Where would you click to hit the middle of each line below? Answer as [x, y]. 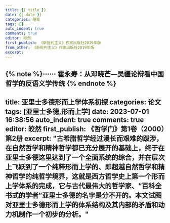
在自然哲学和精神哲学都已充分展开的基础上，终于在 [85, 148]
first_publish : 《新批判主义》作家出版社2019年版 [53, 43]
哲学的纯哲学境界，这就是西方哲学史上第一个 [82, 177]
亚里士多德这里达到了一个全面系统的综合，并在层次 [85, 158]
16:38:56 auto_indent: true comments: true [75, 120]
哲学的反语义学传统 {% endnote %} [61, 83]
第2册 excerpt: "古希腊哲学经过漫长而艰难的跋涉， [84, 139]
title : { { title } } [26, 10]
